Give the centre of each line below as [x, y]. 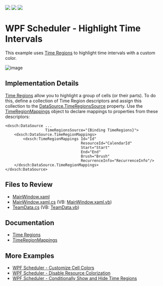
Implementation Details [42, 83]
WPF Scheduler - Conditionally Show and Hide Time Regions [75, 279]
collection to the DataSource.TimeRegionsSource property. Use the [74, 106]
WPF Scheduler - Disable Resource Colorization [61, 273]
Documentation [30, 222]
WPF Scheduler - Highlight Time [73, 29]
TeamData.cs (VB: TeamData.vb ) [46, 207]
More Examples [30, 256]
